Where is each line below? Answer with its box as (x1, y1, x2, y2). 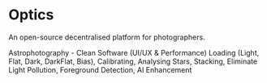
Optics (8, 6, 54, 24)
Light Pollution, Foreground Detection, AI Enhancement (8, 64, 192, 74)
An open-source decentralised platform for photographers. (8, 32, 205, 42)
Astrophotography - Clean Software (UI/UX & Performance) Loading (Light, (8, 48, 260, 57)
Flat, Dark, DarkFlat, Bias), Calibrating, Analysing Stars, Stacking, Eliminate (8, 56, 258, 66)
